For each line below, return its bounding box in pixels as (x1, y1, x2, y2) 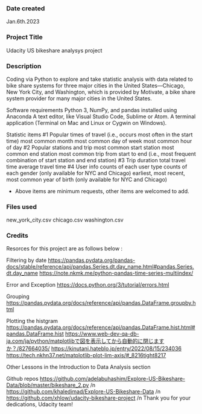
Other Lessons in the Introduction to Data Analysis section (6, 363, 151, 371)
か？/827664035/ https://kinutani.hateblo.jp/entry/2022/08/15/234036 (6, 345, 182, 352)
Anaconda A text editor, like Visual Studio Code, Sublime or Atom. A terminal (6, 113, 196, 120)
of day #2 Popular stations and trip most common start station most (6, 144, 174, 151)
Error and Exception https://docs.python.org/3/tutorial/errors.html (6, 281, 169, 288)
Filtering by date (6, 256, 47, 264)
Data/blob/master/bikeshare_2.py (6, 381, 89, 389)
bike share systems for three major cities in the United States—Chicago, (6, 81, 185, 89)
